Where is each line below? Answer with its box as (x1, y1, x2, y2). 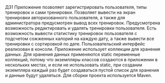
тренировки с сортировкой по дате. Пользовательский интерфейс (5, 41, 145, 46)
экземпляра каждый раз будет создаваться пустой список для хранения (5, 67, 159, 73)
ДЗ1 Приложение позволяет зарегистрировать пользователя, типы (5, 4, 147, 10)
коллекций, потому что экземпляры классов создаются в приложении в (5, 57, 158, 62)
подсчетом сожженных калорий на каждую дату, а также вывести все (5, 36, 154, 41)
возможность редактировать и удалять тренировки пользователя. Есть (5, 25, 157, 31)
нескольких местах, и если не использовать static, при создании (5, 62, 143, 68)
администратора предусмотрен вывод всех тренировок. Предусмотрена (5, 20, 161, 26)
